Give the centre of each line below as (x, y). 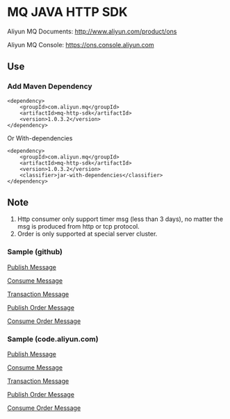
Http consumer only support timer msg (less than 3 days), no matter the (120, 219)
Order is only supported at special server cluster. (87, 234)
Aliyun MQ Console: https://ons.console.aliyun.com (81, 44)
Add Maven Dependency (50, 86)
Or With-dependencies (40, 138)
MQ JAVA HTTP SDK (67, 12)
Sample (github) (35, 252)
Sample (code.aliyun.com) (53, 339)
